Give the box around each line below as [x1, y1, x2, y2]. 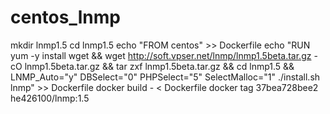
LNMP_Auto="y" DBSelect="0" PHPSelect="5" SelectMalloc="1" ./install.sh [10, 71, 321, 83]
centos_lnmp [10, 6, 121, 29]
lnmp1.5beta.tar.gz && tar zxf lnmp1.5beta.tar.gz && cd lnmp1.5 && [24, 60, 295, 72]
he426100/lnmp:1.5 [10, 92, 90, 104]
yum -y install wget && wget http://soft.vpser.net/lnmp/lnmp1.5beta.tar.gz [10, 49, 312, 61]
